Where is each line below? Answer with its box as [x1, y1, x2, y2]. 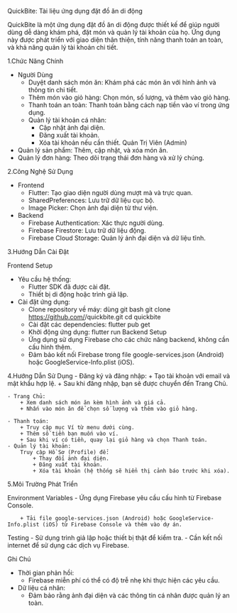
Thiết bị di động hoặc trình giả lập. [28, 290, 129, 298]
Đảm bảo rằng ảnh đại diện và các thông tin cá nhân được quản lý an [28, 591, 230, 600]
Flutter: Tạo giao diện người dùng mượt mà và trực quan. [28, 189, 193, 197]
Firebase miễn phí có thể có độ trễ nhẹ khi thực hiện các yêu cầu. [28, 576, 220, 585]
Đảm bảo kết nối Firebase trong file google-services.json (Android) [28, 350, 225, 358]
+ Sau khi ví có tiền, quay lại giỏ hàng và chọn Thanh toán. [20, 436, 208, 443]
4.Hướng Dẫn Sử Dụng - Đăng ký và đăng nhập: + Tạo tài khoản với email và [7, 372, 231, 380]
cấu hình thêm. [28, 343, 72, 351]
